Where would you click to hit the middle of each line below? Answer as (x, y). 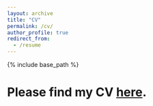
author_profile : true (38, 32)
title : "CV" (24, 20)
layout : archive (30, 13)
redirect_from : (29, 39)
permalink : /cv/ (30, 26)
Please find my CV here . (77, 92)
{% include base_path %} (43, 65)
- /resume (27, 45)
